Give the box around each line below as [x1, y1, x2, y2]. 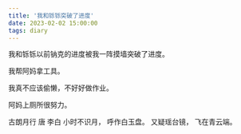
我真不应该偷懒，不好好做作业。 [8, 83, 113, 93]
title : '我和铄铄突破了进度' [8, 11, 94, 20]
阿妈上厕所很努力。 [8, 100, 72, 110]
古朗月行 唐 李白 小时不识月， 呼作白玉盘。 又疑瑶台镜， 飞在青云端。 [8, 117, 237, 127]
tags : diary [8, 26, 48, 34]
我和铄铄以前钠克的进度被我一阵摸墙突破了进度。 [8, 49, 169, 59]
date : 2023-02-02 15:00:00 [8, 19, 98, 27]
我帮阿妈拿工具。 [8, 66, 65, 76]
